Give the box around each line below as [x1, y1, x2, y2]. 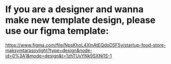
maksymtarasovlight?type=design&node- [5, 47, 92, 53]
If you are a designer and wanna [5, 4, 144, 15]
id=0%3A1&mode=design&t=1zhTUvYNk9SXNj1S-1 [5, 52, 112, 59]
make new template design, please [5, 14, 156, 26]
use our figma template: [5, 25, 109, 37]
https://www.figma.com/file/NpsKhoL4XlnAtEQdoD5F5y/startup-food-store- [5, 42, 166, 48]
